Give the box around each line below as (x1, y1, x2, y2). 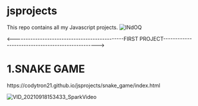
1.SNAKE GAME (7, 62, 85, 76)
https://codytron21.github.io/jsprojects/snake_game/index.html (7, 82, 161, 89)
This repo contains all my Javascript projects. (7, 24, 118, 31)
